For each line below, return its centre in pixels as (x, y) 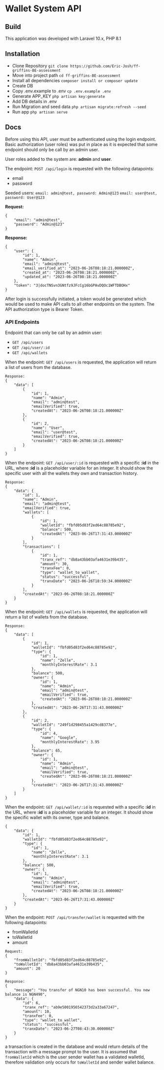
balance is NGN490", (26, 994)
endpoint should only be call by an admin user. (52, 149)
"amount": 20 (27, 968)
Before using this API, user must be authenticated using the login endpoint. (81, 139)
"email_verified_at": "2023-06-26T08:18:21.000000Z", (79, 268)
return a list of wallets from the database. (47, 617)
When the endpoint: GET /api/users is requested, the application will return (81, 362)
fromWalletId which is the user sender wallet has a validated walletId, (75, 1057)
